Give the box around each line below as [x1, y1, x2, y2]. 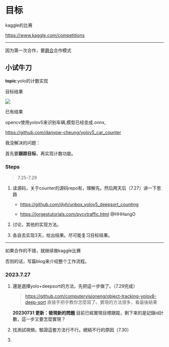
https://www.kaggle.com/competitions [5, 32, 85, 38]
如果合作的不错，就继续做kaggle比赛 [5, 247, 81, 254]
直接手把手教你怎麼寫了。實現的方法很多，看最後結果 [47, 299, 157, 305]
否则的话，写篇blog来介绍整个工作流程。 [5, 258, 90, 265]
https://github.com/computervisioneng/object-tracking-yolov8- [25, 293, 157, 299]
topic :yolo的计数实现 [5, 77, 49, 83]
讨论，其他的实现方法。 [12, 222, 61, 228]
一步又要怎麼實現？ [26, 316, 66, 322]
